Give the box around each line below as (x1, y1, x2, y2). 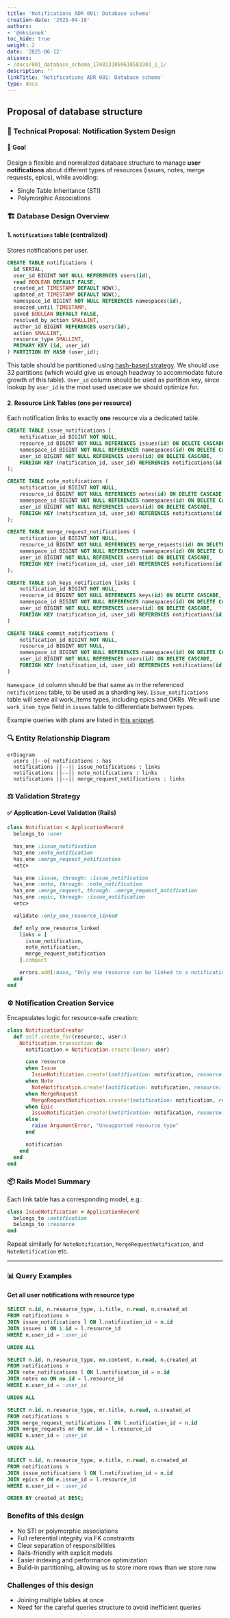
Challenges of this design (7, 1580, 94, 1590)
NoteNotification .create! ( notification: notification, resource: (31, 1084, 222, 1091)
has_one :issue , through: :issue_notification (13, 875, 149, 881)
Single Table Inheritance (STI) (16, 186, 101, 194)
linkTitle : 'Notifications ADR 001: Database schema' (7, 73, 164, 81)
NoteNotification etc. (7, 1247, 69, 1256)
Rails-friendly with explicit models (16, 1549, 113, 1557)
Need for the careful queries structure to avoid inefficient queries (16, 1603, 201, 1611)
